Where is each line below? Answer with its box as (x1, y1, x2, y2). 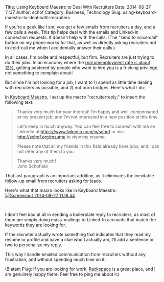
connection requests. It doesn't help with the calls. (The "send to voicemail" (5, 34, 158, 40)
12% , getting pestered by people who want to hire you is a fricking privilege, (5, 65, 159, 70)
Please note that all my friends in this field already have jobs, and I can (17, 143, 160, 149)
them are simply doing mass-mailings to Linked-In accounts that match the (5, 217, 156, 222)
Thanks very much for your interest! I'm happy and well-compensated (17, 109, 158, 115)
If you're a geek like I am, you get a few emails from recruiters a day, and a (5, 24, 156, 30)
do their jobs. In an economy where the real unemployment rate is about (5, 60, 151, 65)
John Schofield (17, 164, 48, 169)
